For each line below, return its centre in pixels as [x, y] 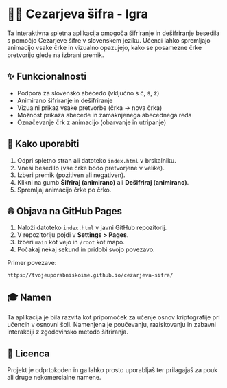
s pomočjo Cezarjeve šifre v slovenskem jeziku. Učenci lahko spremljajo [109, 40]
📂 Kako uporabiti [43, 144]
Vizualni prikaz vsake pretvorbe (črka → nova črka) [89, 107]
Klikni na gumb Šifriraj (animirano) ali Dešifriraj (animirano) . [103, 182]
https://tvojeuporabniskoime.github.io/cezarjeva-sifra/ [90, 275]
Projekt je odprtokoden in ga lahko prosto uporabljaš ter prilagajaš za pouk [112, 370]
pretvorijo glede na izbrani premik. [56, 55]
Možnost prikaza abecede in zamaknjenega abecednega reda [104, 115]
